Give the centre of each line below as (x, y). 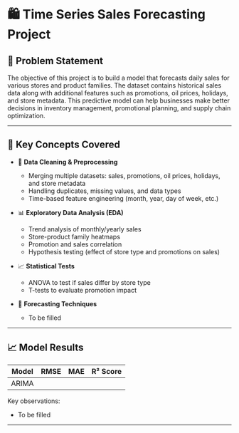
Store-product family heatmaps (74, 236)
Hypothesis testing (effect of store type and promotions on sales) (124, 251)
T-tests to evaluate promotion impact (83, 290)
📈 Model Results (46, 348)
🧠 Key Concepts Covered (64, 145)
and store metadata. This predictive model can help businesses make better (118, 100)
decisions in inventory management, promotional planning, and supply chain (119, 108)
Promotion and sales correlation (75, 244)
